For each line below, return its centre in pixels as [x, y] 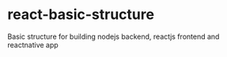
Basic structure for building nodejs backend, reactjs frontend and [114, 36]
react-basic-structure [81, 15]
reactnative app [33, 44]
